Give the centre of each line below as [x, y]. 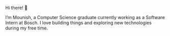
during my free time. [27, 28]
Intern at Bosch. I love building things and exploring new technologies [79, 23]
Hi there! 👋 [17, 8]
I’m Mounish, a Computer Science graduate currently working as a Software [85, 17]
